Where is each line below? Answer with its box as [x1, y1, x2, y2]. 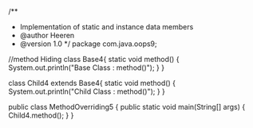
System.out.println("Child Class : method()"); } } [8, 87, 166, 96]
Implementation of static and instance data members [19, 22, 194, 31]
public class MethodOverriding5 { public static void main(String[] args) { [8, 103, 246, 111]
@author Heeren [19, 31, 75, 40]
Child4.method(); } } [8, 111, 74, 120]
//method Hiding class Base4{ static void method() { [8, 55, 180, 64]
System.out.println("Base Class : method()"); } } [8, 63, 165, 72]
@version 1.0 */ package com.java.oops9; [19, 39, 157, 48]
